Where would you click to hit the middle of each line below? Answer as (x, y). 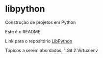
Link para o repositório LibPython (39, 41)
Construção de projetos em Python (40, 22)
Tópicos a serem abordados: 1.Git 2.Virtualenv (51, 50)
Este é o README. (24, 31)
